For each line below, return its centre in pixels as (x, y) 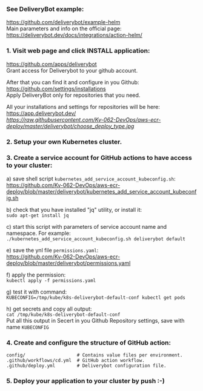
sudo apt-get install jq (38, 215)
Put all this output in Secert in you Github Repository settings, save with (95, 320)
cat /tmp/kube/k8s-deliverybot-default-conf (63, 314)
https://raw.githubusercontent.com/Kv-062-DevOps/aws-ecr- (84, 119)
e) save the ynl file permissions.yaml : (52, 250)
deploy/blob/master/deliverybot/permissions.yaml (68, 263)
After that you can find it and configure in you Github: (73, 82)
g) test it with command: (37, 292)
